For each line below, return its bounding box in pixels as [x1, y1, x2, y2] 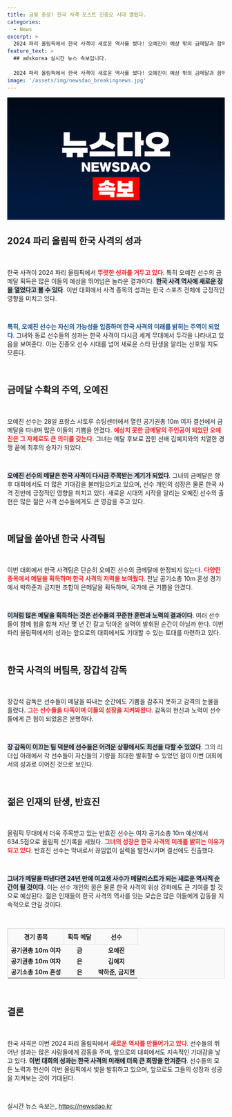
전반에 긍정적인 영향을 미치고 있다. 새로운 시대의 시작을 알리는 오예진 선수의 [14, 488, 217, 497]
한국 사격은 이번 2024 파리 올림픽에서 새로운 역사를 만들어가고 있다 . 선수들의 [7, 1039, 213, 1047]
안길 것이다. [30, 900, 63, 909]
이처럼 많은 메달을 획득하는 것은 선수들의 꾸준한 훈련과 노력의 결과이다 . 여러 [7, 611, 207, 620]
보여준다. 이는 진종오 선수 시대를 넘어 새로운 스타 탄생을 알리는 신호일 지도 [19, 339, 219, 348]
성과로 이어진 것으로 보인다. [19, 760, 95, 769]
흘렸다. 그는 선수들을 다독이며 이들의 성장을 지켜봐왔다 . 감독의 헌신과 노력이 [7, 706, 209, 715]
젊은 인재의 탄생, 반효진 [7, 796, 100, 807]
